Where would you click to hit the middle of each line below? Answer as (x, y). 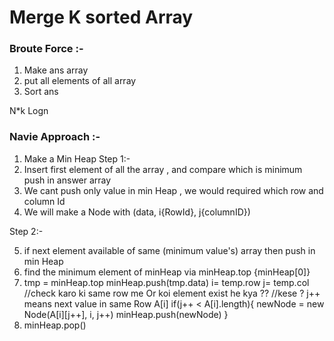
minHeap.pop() (55, 325)
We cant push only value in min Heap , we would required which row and (173, 190)
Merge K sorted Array (101, 17)
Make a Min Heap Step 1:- (77, 158)
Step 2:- (26, 231)
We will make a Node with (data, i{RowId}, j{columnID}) (137, 212)
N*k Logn (29, 111)
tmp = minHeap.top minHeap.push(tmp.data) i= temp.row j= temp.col (166, 282)
